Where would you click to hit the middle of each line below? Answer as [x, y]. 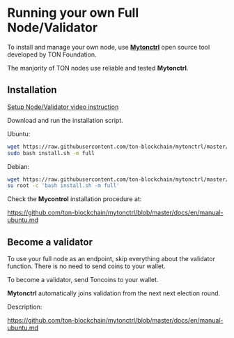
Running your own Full [73, 13]
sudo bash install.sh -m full [51, 153]
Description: [25, 307]
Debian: [18, 166]
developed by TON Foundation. [52, 54]
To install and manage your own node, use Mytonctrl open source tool [109, 47]
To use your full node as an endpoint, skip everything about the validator [111, 259]
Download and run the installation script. [65, 120]
